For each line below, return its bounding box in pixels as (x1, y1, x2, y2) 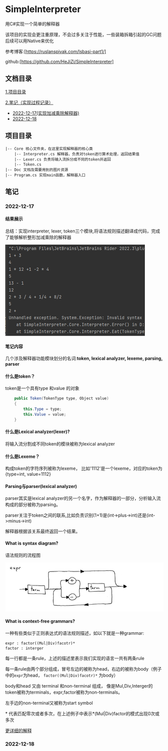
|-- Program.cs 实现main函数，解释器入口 (5, 173, 86, 178)
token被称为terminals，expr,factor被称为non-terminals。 (5, 689, 123, 695)
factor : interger (5, 645, 44, 651)
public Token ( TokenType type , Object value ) (14, 396, 109, 401)
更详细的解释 (5, 727, 32, 733)
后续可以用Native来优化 (5, 38, 54, 44)
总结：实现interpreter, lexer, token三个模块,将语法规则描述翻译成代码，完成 (5, 228, 160, 234)
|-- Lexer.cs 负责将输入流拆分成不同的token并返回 (14, 157, 111, 162)
